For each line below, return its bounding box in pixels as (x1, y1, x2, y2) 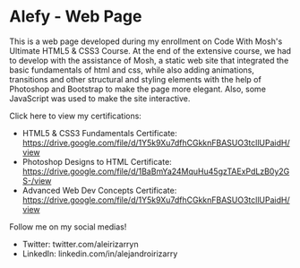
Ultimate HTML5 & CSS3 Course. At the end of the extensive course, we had (9, 45, 292, 56)
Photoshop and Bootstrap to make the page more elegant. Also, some (9, 83, 267, 94)
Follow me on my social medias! (9, 221, 127, 232)
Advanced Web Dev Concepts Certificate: (21, 185, 177, 195)
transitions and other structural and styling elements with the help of (9, 73, 261, 84)
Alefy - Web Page (9, 6, 142, 27)
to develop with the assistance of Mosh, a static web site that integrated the (9, 55, 289, 65)
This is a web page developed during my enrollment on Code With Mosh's (9, 36, 283, 47)
